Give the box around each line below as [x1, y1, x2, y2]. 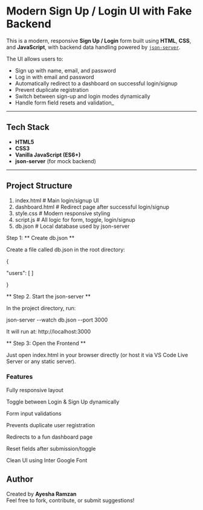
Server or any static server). [6, 358, 76, 365]
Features [6, 373, 33, 381]
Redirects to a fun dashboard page [6, 433, 93, 441]
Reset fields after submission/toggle [6, 445, 96, 452]
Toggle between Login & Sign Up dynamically [6, 398, 120, 405]
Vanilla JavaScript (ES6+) [14, 151, 81, 158]
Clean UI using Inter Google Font [6, 456, 88, 463]
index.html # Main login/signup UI [14, 196, 99, 204]
